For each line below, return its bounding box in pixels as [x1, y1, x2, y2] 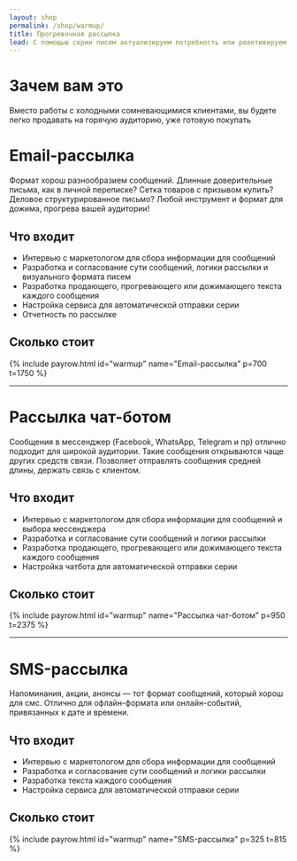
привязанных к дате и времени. [9, 707, 130, 718]
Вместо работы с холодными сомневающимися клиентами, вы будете [9, 106, 277, 116]
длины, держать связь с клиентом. [9, 465, 141, 475]
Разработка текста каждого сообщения [21, 775, 172, 786]
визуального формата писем [21, 271, 132, 282]
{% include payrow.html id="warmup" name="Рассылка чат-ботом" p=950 [9, 610, 286, 621]
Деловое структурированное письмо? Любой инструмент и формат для [9, 194, 284, 205]
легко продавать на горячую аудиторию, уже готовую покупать [9, 114, 252, 125]
